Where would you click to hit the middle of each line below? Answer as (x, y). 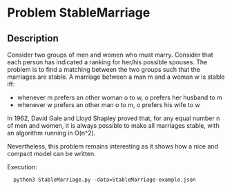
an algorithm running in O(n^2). (51, 133)
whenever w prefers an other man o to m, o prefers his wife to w (108, 105)
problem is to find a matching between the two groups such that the (104, 69)
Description (33, 38)
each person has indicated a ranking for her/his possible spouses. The (107, 62)
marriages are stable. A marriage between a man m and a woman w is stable (116, 77)
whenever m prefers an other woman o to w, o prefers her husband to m (120, 97)
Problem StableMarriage (79, 13)
